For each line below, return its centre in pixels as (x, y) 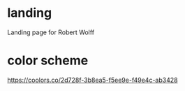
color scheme (48, 61)
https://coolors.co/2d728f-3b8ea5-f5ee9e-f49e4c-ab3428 (92, 80)
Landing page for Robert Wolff (51, 32)
